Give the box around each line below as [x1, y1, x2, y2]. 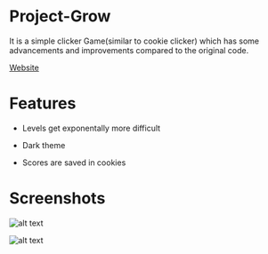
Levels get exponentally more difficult [21, 123, 161, 133]
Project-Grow [9, 6, 111, 27]
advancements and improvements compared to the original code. [9, 44, 249, 55]
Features [9, 93, 77, 114]
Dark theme [21, 139, 66, 150]
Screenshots [9, 188, 106, 209]
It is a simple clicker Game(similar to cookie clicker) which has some [9, 36, 260, 46]
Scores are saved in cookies [21, 157, 126, 168]
